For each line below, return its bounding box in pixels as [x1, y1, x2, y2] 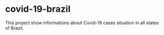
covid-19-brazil [5, 3, 71, 15]
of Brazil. [5, 25, 24, 31]
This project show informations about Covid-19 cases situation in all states [5, 20, 159, 26]
